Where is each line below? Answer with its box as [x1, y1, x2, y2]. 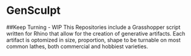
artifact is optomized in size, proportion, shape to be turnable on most [6, 36, 181, 43]
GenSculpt [6, 4, 61, 17]
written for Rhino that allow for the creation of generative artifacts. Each [6, 30, 186, 37]
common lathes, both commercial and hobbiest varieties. [6, 43, 149, 50]
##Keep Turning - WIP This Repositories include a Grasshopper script [6, 23, 181, 31]
